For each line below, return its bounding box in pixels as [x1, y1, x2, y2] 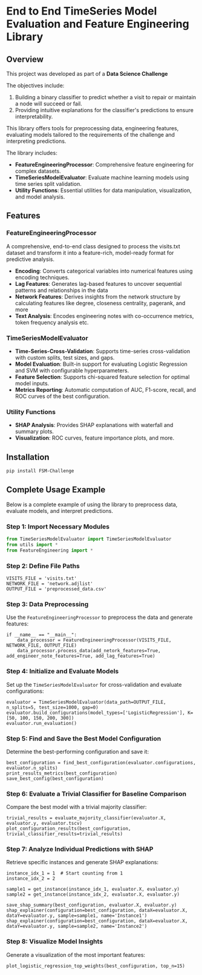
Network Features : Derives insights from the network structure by [15, 292, 181, 300]
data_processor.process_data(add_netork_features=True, [17, 648, 161, 654]
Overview [6, 54, 44, 64]
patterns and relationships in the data [15, 286, 108, 294]
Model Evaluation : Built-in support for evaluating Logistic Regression [15, 360, 187, 368]
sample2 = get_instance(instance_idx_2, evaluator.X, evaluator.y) [6, 891, 180, 897]
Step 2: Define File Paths [6, 561, 80, 570]
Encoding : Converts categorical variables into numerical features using [15, 267, 193, 274]
